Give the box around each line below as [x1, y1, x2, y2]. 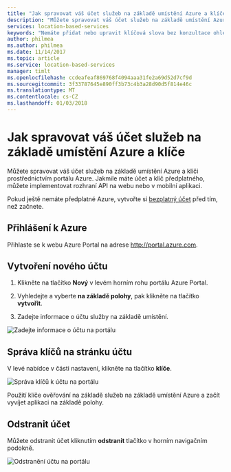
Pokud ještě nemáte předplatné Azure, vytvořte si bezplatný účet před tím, [7, 194, 218, 203]
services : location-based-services [7, 23, 109, 30]
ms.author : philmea [7, 42, 63, 49]
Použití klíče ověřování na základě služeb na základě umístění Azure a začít [7, 391, 220, 400]
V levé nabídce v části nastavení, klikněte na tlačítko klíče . [7, 365, 172, 373]
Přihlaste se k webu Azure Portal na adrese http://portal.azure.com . [7, 240, 198, 249]
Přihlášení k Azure [7, 222, 87, 234]
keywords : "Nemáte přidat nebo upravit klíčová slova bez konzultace [7, 29, 211, 37]
